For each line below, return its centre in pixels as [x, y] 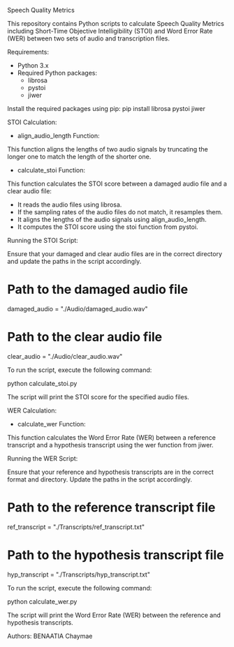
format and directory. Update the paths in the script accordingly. [100, 479]
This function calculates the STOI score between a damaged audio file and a [117, 184]
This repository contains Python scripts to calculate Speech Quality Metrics [116, 23]
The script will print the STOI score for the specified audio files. [98, 396]
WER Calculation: [32, 410]
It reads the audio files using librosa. [70, 204]
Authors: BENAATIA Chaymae [50, 636]
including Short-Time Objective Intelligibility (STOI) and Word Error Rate [110, 31]
